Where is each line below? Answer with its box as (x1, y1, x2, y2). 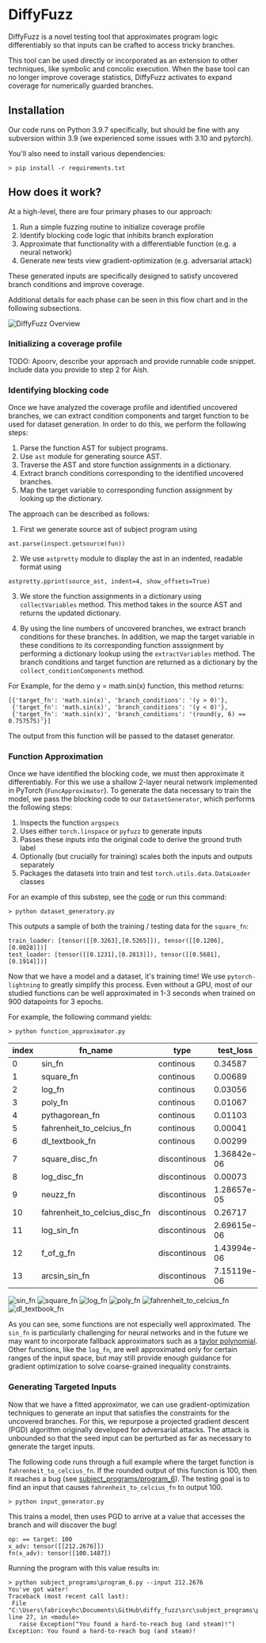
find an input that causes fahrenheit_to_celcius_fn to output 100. (8, 1482, 223, 1492)
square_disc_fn (40, 1154, 97, 1165)
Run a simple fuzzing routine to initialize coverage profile (19, 222, 206, 232)
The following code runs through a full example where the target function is (8, 1457, 255, 1466)
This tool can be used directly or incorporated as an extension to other (8, 56, 238, 65)
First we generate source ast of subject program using (19, 525, 198, 534)
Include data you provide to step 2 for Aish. (8, 365, 150, 374)
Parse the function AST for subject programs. (19, 443, 169, 453)
